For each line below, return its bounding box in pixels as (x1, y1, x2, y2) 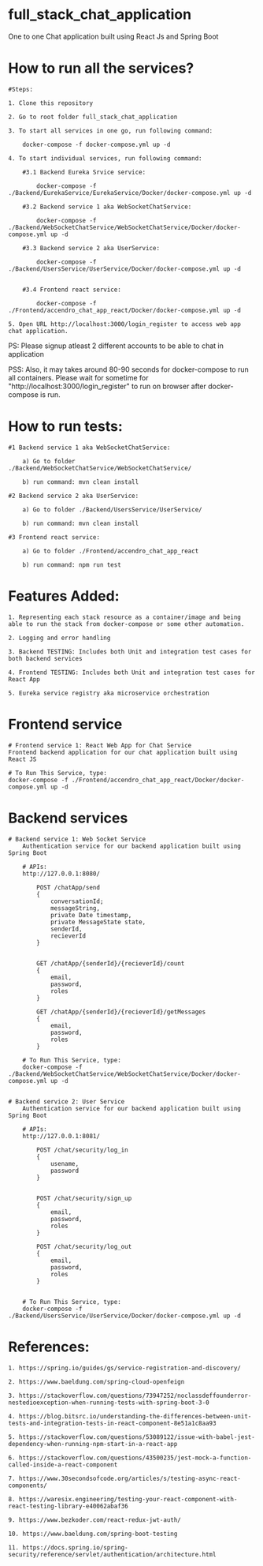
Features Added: (8, 587, 120, 605)
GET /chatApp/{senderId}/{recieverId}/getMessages (36, 1008, 206, 1016)
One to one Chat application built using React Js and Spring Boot (8, 32, 219, 41)
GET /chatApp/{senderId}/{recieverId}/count (36, 959, 185, 968)
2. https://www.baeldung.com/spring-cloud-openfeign (8, 1377, 185, 1386)
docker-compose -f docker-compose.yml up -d (22, 140, 171, 148)
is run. (40, 389, 61, 399)
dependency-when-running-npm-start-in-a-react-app (8, 1440, 178, 1448)
